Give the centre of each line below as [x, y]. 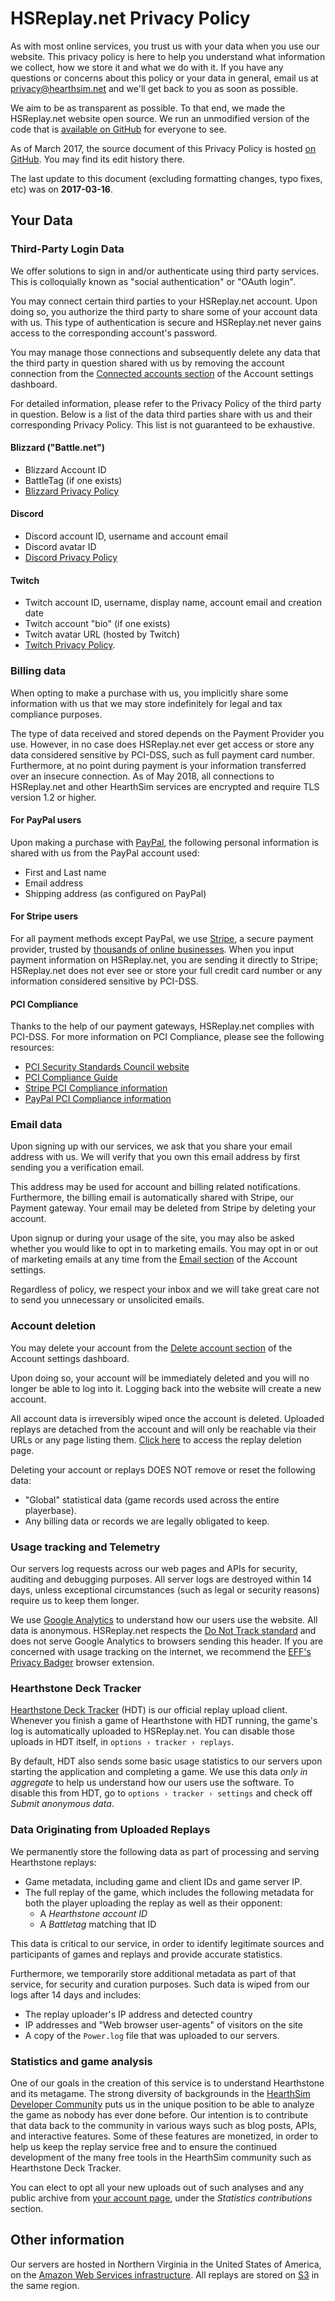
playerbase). [50, 1510]
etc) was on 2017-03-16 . [61, 189]
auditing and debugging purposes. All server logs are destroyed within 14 [161, 1579]
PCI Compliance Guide [71, 1078]
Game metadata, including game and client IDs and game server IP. [163, 1881]
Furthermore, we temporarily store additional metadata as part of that [153, 1973]
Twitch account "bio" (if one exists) [97, 624]
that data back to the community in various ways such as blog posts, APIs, [163, 2125]
